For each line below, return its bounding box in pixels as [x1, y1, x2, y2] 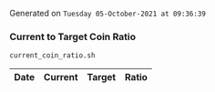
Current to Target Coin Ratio [9, 30, 137, 43]
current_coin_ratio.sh [9, 51, 96, 60]
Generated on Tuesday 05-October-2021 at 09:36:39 [9, 8, 207, 18]
